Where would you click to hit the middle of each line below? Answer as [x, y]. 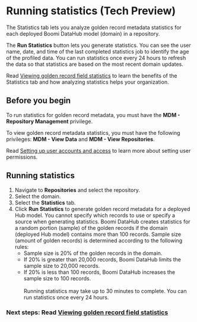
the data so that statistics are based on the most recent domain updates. [95, 64]
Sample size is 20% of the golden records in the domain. [93, 253]
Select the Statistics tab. [45, 203]
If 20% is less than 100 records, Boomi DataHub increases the [99, 272]
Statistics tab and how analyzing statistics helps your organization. [88, 82]
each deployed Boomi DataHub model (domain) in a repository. [83, 33]
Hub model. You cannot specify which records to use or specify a [95, 215]
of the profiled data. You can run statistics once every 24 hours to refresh [96, 58]
